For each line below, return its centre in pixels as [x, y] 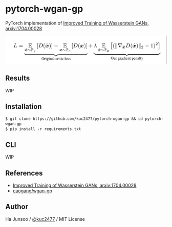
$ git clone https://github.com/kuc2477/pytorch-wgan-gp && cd [74, 119]
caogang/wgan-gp [33, 191]
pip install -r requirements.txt [46, 129]
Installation [24, 106]
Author [17, 207]
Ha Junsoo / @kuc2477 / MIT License [45, 219]
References [24, 173]
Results [18, 78]
